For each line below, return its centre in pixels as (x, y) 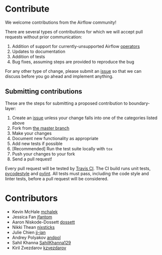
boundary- (139, 103)
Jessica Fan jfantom (32, 217)
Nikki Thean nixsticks (33, 227)
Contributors (31, 198)
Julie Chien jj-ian (29, 232)
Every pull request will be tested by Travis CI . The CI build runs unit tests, (78, 168)
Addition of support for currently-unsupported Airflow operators (76, 46)
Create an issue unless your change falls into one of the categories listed (85, 118)
